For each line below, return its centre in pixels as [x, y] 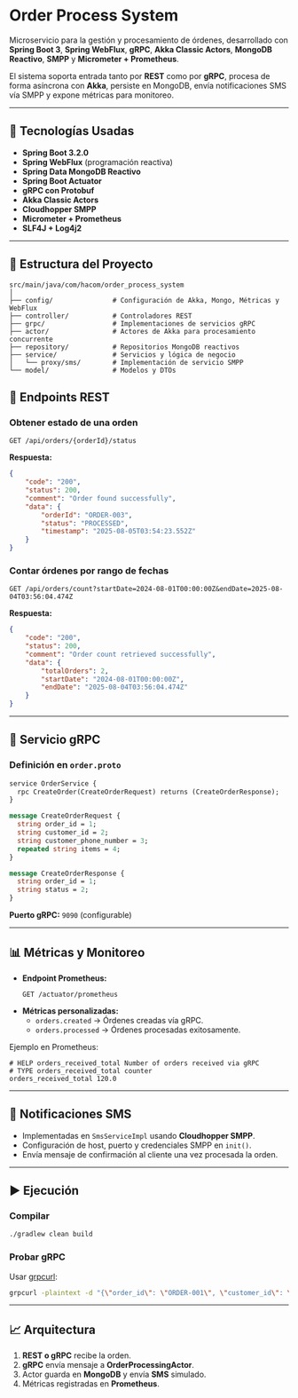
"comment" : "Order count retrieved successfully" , [121, 654]
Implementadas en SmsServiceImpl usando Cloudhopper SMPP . [138, 1135]
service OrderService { [53, 783]
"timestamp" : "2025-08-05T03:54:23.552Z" [119, 532]
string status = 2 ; [53, 890]
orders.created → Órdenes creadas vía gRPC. [119, 1020]
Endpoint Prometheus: [64, 978]
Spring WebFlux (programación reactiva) [97, 162]
